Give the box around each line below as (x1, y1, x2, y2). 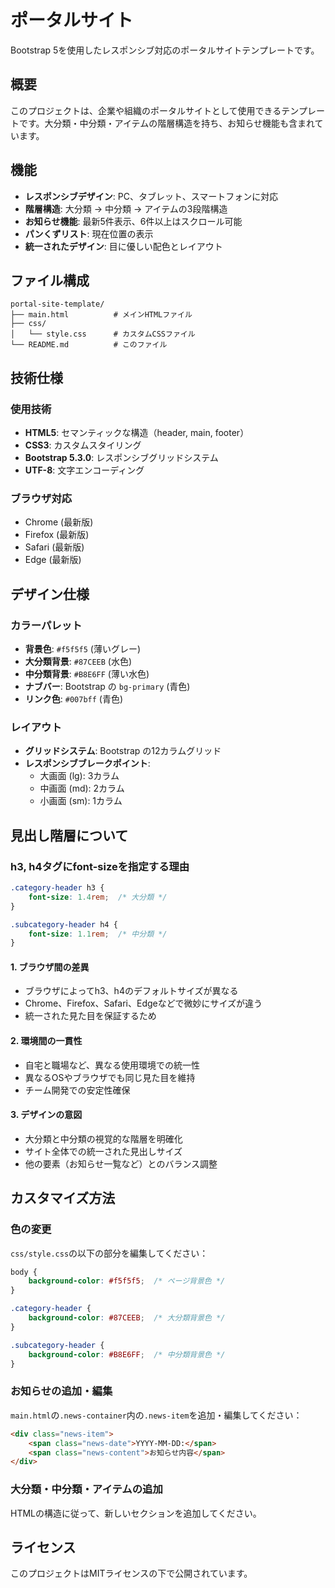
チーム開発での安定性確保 (24, 1084, 131, 1096)
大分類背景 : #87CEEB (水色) (24, 656, 133, 668)
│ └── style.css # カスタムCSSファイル (10, 329, 196, 340)
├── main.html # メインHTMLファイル (10, 310, 193, 320)
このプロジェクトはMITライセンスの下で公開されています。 (10, 1567, 253, 1580)
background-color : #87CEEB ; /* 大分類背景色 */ (28, 1313, 226, 1323)
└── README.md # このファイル (10, 340, 168, 350)
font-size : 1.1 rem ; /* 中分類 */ (28, 929, 168, 939)
